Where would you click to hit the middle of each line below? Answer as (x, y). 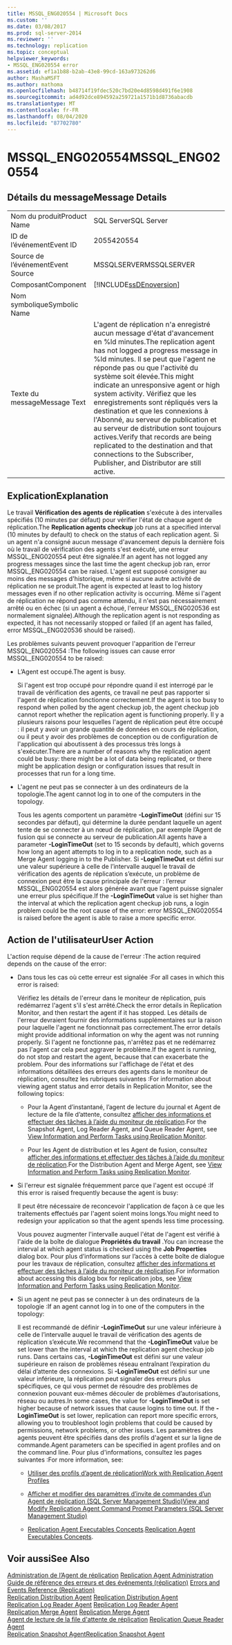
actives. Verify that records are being (153, 437)
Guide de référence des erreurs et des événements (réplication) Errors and (114, 1582)
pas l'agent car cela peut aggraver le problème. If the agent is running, (117, 1050)
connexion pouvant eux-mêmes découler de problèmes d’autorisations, (119, 1394)
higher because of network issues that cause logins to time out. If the (116, 1408)
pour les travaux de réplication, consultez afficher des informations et (116, 1264)
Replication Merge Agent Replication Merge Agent (78, 1612)
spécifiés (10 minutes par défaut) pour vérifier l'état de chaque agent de (109, 520)
